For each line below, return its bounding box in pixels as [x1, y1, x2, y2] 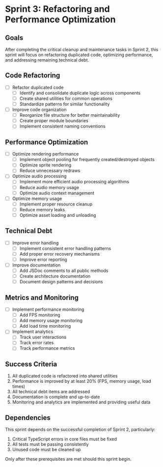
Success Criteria [5, 360, 57, 368]
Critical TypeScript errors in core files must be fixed [12, 436, 117, 442]
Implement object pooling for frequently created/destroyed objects [19, 157, 155, 163]
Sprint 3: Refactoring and [5, 3, 110, 15]
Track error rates [19, 340, 54, 346]
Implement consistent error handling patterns [19, 245, 111, 251]
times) [12, 383, 26, 390]
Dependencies [5, 413, 51, 422]
